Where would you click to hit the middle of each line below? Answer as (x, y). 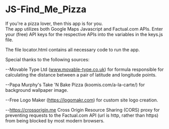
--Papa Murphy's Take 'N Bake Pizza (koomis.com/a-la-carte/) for (75, 85)
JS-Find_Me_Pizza (46, 9)
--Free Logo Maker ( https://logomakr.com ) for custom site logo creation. (82, 100)
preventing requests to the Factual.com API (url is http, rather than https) (82, 115)
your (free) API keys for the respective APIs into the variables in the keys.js (84, 34)
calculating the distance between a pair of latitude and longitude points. (81, 74)
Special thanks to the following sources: (47, 59)
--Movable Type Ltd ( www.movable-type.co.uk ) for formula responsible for (84, 69)
